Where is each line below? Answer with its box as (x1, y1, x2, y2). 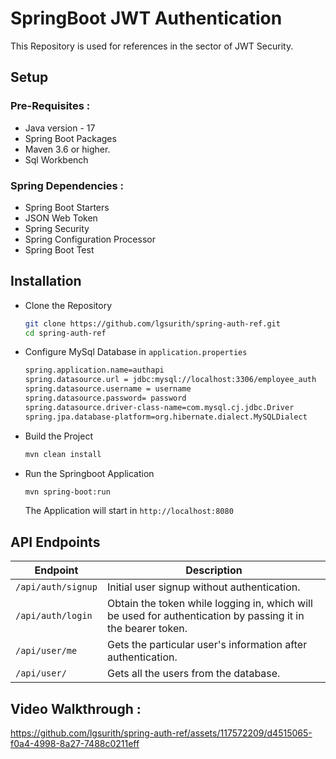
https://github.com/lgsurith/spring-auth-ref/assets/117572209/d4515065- (10, 727, 313, 739)
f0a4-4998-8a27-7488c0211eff (10, 738, 140, 750)
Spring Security (24, 222, 90, 234)
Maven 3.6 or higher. (24, 143, 111, 155)
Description (185, 563, 243, 577)
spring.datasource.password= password (24, 393, 187, 404)
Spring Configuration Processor (24, 233, 156, 245)
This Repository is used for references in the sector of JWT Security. (10, 40, 294, 52)
